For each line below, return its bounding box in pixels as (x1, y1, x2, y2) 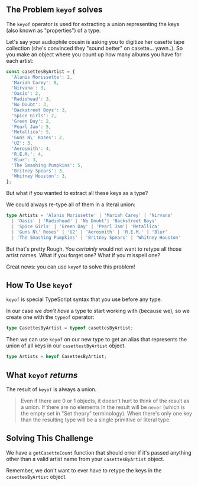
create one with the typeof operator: (6, 314, 95, 321)
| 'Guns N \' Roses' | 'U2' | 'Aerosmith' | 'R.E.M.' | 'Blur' (11, 229, 168, 235)
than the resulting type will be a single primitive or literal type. (20, 416, 171, 423)
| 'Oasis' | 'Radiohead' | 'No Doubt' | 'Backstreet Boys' (11, 218, 158, 224)
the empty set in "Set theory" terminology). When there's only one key (20, 410, 193, 417)
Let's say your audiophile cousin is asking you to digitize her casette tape (6, 38, 185, 45)
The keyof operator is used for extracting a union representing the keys (6, 20, 180, 27)
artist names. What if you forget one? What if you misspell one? (6, 251, 161, 258)
